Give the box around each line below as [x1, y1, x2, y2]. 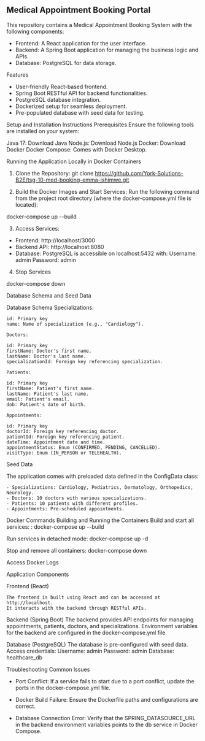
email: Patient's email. [6, 396, 70, 402]
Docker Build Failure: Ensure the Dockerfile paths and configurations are [15, 696, 198, 703]
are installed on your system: [6, 127, 80, 134]
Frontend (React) [6, 582, 49, 589]
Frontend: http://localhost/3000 [15, 236, 95, 244]
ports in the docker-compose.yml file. [15, 684, 111, 691]
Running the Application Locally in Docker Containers [6, 158, 141, 165]
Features [6, 71, 29, 79]
